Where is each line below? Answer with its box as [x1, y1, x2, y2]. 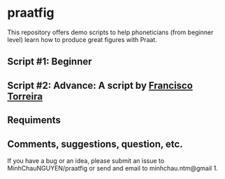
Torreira [7, 90, 43, 102]
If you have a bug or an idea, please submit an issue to [7, 156, 165, 165]
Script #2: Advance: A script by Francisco [7, 79, 194, 92]
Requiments [7, 114, 61, 127]
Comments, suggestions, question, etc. [7, 138, 183, 150]
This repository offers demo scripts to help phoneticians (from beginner [7, 28, 214, 36]
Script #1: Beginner [7, 56, 92, 68]
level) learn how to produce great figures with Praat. [7, 35, 157, 43]
